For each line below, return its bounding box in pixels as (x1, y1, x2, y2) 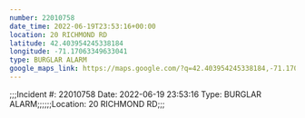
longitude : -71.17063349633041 (9, 47, 128, 56)
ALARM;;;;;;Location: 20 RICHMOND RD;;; (9, 98, 165, 109)
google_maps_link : (9, 64, 79, 74)
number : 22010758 (9, 13, 75, 23)
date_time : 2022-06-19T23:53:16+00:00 (9, 22, 156, 31)
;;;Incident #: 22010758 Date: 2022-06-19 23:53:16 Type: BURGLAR (9, 88, 261, 100)
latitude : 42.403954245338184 (9, 38, 124, 48)
